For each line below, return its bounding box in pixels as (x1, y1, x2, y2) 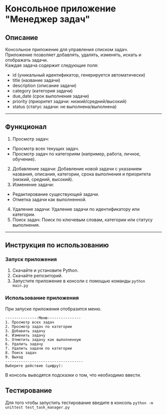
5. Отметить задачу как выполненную (5, 337, 81, 342)
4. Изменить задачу (5, 332, 46, 338)
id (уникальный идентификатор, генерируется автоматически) (12, 72, 146, 78)
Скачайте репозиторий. (12, 272, 63, 278)
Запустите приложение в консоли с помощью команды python (12, 278, 146, 284)
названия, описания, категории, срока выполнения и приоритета (12, 171, 151, 177)
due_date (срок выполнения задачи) (12, 93, 89, 99)
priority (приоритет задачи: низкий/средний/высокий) (12, 98, 127, 104)
